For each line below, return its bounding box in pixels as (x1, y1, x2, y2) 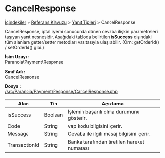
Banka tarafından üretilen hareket (68, 138, 145, 145)
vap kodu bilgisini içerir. (68, 122, 123, 129)
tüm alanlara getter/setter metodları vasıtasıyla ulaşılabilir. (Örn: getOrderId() (5, 39, 160, 45)
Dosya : (5, 83, 21, 89)
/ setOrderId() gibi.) (5, 44, 44, 50)
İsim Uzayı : (5, 53, 29, 59)
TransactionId (7, 141, 39, 148)
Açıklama (101, 100, 124, 107)
